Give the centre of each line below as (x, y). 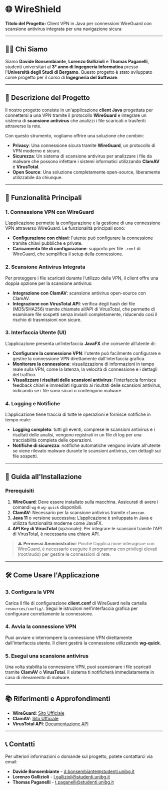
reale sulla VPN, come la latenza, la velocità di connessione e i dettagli (85, 369)
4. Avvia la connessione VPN (41, 626)
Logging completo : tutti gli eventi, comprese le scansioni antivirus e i (83, 429)
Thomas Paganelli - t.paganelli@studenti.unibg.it (63, 782)
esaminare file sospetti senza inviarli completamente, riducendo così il (85, 314)
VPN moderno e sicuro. (36, 150)
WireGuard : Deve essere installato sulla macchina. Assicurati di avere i (85, 502)
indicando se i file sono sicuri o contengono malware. (67, 390)
